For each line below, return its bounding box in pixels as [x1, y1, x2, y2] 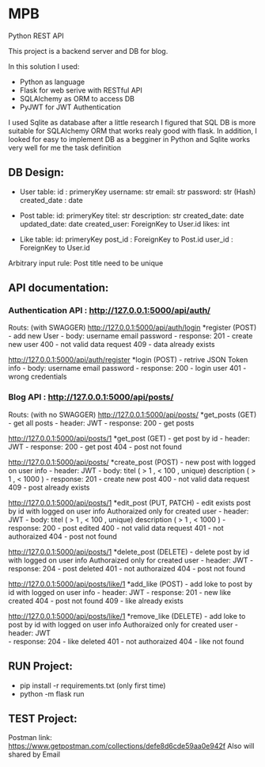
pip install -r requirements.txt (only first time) [19, 681, 166, 690]
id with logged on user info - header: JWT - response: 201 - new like [8, 587, 232, 597]
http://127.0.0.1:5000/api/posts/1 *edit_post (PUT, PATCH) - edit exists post [8, 498, 252, 507]
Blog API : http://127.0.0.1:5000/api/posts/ [8, 391, 174, 403]
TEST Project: [8, 712, 78, 725]
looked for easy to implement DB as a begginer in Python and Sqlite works [8, 134, 251, 143]
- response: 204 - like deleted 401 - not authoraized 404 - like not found [8, 636, 244, 646]
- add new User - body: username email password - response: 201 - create [8, 331, 253, 341]
